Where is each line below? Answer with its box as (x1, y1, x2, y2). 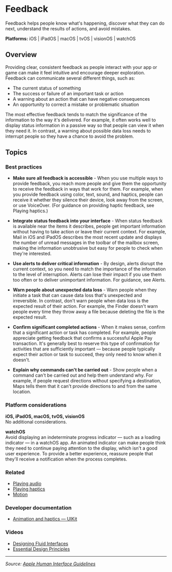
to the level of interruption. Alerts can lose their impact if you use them (12, 271, 162, 278)
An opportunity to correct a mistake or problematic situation (12, 101, 139, 107)
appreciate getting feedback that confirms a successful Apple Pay (12, 335, 153, 341)
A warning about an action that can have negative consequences (12, 96, 150, 102)
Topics (5, 148, 28, 157)
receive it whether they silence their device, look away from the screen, (12, 197, 164, 203)
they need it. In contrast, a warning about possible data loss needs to (5, 127, 151, 134)
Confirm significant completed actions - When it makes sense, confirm (12, 324, 165, 330)
